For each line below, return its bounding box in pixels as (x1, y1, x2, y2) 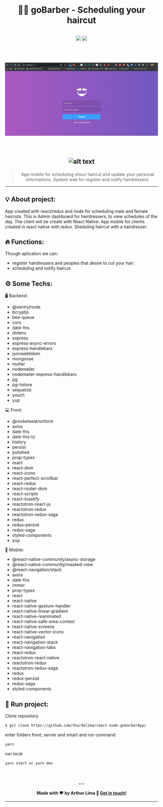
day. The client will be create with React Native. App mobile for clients (5, 218, 145, 224)
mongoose (12, 356, 34, 362)
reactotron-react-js (12, 501, 51, 507)
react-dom (12, 465, 33, 471)
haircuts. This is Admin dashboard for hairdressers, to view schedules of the (5, 213, 158, 219)
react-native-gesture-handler (12, 603, 71, 609)
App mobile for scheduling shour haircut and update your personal (21, 171, 154, 177)
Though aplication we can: (5, 251, 58, 256)
